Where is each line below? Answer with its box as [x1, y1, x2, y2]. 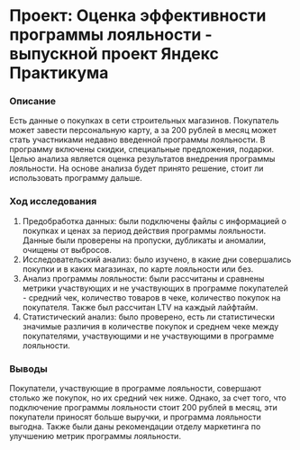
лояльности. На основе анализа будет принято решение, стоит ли [9, 163, 264, 174]
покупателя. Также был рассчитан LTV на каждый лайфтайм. [22, 301, 259, 312]
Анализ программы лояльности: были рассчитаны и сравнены [22, 273, 265, 283]
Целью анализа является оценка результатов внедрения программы [9, 154, 276, 165]
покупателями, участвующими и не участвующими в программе [22, 330, 275, 341]
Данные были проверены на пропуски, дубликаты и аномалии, [22, 235, 267, 246]
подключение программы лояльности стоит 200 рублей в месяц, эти [9, 402, 277, 413]
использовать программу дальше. [9, 173, 142, 184]
